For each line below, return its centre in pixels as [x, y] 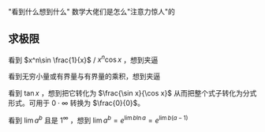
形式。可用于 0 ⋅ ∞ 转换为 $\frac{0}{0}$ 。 [77, 103]
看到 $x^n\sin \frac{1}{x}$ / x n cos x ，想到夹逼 [83, 59]
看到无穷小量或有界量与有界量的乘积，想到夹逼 [84, 77]
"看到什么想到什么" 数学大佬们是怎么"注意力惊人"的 [92, 11]
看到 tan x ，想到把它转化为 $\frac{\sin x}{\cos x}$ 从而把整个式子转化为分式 [132, 93]
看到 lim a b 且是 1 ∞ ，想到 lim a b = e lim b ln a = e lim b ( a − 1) [98, 119]
